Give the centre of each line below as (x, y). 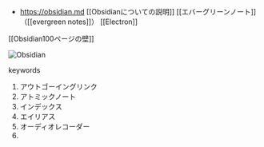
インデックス (41, 107)
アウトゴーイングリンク (58, 87)
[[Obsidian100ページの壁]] (51, 39)
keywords (24, 70)
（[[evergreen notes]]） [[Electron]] (79, 22)
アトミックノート (48, 97)
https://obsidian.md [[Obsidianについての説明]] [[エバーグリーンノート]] (138, 12)
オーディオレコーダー (55, 127)
